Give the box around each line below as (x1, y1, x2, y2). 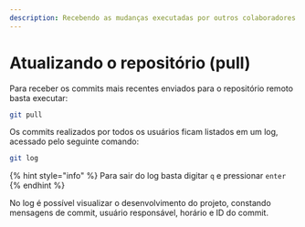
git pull (9, 110, 43, 119)
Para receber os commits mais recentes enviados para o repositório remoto (9, 83, 294, 94)
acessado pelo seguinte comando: (9, 136, 140, 147)
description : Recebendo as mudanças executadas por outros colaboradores (9, 13, 297, 23)
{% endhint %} (9, 180, 66, 191)
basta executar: (9, 92, 68, 103)
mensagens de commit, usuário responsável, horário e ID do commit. (9, 207, 269, 219)
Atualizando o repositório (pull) (9, 52, 251, 73)
